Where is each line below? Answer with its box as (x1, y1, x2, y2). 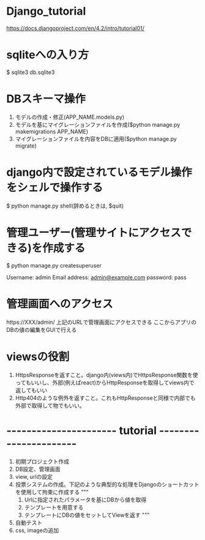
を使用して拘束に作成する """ (15, 488, 89, 495)
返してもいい (15, 386, 48, 394)
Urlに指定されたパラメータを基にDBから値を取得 (24, 496, 147, 503)
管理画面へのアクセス (6, 297, 113, 310)
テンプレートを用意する (24, 503, 84, 511)
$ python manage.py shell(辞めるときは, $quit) (6, 202, 124, 209)
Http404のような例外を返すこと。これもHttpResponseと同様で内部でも (15, 394, 196, 402)
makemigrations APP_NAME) (15, 127, 89, 135)
